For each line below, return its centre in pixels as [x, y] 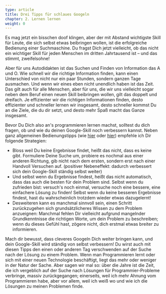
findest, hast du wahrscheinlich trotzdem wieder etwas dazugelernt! [82, 198]
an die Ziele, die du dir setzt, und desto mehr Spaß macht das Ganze [75, 110]
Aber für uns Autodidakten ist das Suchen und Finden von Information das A [83, 68]
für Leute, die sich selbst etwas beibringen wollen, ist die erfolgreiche [76, 43]
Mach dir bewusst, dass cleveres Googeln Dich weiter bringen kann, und [79, 239]
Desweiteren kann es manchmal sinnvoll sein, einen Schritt [72, 203]
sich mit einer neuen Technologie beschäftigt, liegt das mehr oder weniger [81, 260]
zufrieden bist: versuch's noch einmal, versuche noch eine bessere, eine [86, 187]
